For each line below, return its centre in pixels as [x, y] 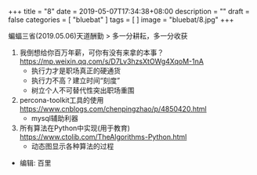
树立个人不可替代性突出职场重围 [83, 90]
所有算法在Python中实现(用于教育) [75, 128]
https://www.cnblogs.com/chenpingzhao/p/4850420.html [113, 109]
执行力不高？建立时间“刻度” [75, 80]
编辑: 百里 [35, 163]
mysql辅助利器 [54, 118]
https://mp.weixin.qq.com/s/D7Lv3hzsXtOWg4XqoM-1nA [111, 61]
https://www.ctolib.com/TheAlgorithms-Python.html [103, 137]
